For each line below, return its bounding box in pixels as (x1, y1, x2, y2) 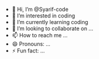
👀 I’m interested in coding (11, 12, 76, 19)
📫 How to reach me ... (11, 32, 68, 39)
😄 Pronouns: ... (11, 40, 51, 48)
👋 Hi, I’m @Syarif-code (11, 6, 69, 13)
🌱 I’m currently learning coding (11, 19, 89, 25)
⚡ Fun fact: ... (11, 47, 45, 54)
